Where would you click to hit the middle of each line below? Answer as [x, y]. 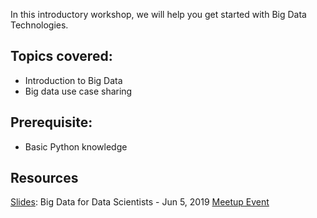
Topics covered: [61, 56]
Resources [44, 178]
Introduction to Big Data [73, 80]
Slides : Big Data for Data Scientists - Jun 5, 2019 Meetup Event [140, 202]
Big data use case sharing [78, 91]
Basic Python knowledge [76, 146]
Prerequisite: [51, 122]
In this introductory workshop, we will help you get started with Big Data [158, 14]
